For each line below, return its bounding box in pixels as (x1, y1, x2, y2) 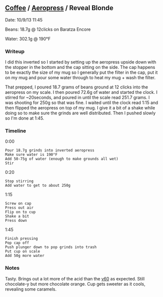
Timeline (5, 127, 26, 134)
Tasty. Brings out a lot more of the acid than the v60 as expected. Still (5, 276, 145, 281)
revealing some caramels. (5, 286, 57, 292)
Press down (5, 218, 27, 223)
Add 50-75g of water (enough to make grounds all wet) (5, 156, 119, 162)
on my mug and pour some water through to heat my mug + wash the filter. (5, 75, 156, 81)
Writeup (5, 48, 25, 55)
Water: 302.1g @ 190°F (5, 36, 51, 42)
